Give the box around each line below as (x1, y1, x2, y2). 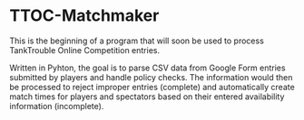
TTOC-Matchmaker (9, 5, 160, 26)
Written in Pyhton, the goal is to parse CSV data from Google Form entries (9, 62, 286, 73)
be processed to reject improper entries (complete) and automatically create (9, 81, 295, 92)
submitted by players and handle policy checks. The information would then (9, 71, 293, 82)
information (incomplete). (9, 100, 104, 111)
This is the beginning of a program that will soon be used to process (9, 35, 265, 46)
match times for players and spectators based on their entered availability (9, 91, 285, 102)
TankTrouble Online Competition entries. (9, 44, 161, 55)
